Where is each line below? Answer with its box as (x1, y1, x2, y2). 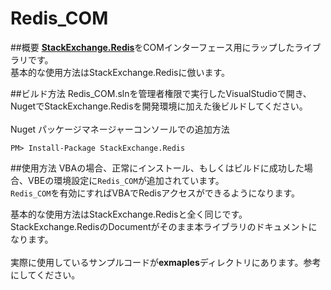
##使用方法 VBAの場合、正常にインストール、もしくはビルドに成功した (10, 162, 305, 174)
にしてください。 (10, 268, 81, 281)
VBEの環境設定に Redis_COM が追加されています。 (27, 174, 225, 186)
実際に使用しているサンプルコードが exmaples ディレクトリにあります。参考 (10, 256, 322, 268)
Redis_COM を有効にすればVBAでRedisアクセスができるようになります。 (10, 187, 300, 199)
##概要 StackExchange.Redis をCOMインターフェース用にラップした (10, 41, 295, 53)
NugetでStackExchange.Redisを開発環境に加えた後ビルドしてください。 (10, 100, 308, 112)
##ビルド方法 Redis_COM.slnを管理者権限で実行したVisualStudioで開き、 (10, 87, 312, 99)
